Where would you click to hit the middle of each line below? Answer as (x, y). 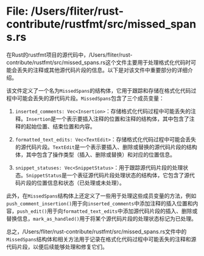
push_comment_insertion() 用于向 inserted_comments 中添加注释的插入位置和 (100, 203)
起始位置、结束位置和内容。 (61, 126)
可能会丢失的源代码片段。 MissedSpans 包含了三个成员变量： (90, 98)
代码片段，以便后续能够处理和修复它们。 (57, 247)
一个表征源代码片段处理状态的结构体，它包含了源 (128, 175)
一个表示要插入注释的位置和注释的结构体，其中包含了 (123, 119)
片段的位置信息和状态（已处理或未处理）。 (72, 183)
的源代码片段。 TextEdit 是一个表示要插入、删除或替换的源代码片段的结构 (106, 147)
